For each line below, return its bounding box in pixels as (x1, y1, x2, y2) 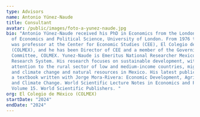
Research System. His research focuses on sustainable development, (11, 58, 185, 64)
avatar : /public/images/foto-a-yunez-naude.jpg (6, 25, 127, 31)
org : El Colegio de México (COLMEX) (6, 91, 97, 97)
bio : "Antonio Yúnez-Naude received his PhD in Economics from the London (6, 31, 196, 37)
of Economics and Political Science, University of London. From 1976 (11, 36, 190, 42)
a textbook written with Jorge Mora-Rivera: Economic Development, (11, 74, 183, 80)
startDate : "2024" (6, 96, 52, 102)
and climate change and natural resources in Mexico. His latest (11, 69, 177, 75)
